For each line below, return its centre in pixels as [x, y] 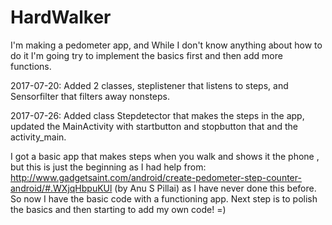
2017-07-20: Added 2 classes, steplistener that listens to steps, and [149, 85]
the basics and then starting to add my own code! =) [118, 209]
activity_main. [38, 137]
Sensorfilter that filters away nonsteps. [90, 96]
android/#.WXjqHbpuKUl [61, 188]
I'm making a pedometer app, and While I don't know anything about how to [166, 45]
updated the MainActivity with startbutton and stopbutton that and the [154, 126]
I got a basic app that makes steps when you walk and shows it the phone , [165, 156]
